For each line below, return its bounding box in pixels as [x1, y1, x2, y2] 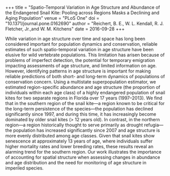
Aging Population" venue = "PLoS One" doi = [5, 15, 100, 21]
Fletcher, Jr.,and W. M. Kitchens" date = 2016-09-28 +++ [5, 26, 125, 32]
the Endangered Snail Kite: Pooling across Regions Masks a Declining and [5, 10, 160, 16]
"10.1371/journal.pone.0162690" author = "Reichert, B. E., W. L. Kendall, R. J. [5, 20, 164, 26]
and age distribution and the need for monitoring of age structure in [5, 160, 147, 165]
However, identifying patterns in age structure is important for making [5, 68, 151, 74]
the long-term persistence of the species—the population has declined [5, 106, 153, 112]
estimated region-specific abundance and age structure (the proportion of [5, 84, 161, 90]
